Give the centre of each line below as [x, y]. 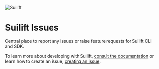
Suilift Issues [32, 28]
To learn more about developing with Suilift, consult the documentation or [79, 56]
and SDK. [15, 46]
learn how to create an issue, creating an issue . [53, 61]
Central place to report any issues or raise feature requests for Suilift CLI [79, 41]
